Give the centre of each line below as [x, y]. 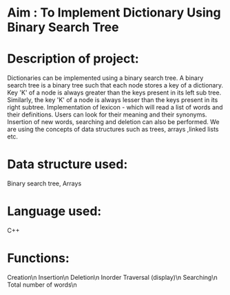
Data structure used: [67, 164]
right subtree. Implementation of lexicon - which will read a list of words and [115, 108]
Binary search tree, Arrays [44, 183]
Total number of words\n [42, 285]
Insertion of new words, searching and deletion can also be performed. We [113, 122]
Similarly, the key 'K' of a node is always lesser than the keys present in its [113, 100]
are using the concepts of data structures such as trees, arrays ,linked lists [113, 130]
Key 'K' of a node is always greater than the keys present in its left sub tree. [114, 93]
